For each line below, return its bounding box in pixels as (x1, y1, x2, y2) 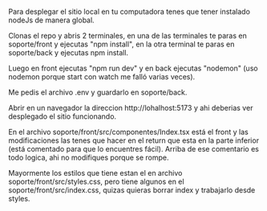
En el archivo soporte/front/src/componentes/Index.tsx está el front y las (8, 128, 249, 136)
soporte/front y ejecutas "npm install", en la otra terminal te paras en (8, 39, 235, 49)
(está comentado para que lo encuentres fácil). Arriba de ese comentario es (8, 144, 259, 153)
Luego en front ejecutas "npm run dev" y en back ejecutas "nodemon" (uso (8, 63, 258, 73)
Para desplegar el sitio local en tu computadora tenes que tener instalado (8, 7, 251, 16)
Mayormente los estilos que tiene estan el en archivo (8, 168, 183, 177)
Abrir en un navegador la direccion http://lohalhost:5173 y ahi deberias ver (8, 103, 253, 112)
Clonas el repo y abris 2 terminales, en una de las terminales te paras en (8, 31, 247, 40)
